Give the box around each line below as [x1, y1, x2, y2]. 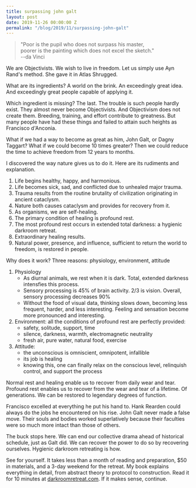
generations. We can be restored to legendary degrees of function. [6, 391, 167, 398]
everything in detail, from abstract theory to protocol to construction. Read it [6, 469, 190, 476]
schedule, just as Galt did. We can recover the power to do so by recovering [6, 439, 189, 446]
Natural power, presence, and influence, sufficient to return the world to [14, 239, 187, 246]
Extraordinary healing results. [14, 233, 86, 240]
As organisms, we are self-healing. [14, 208, 98, 215]
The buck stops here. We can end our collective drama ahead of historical [6, 433, 184, 440]
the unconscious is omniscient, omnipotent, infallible [23, 349, 150, 356]
